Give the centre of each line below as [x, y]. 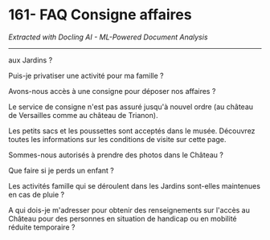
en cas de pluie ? [37, 194]
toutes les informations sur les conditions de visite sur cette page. [117, 139]
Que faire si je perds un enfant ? [61, 170]
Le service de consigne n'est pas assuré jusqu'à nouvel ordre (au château [131, 107]
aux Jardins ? [31, 60]
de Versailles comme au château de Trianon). [83, 115]
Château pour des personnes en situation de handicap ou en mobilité [123, 218]
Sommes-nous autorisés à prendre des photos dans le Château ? [116, 155]
